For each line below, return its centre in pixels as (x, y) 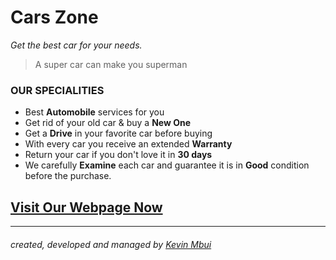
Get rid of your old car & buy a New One (108, 123)
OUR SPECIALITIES (57, 90)
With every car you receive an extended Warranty (128, 144)
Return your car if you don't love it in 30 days (118, 155)
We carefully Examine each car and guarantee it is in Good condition (167, 165)
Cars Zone (54, 17)
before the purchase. (68, 176)
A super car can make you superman (111, 64)
